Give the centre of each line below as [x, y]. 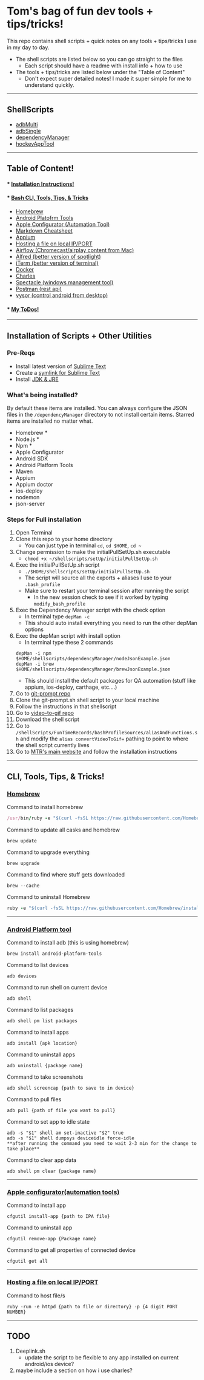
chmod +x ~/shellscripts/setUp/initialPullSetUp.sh [91, 559]
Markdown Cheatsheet [44, 231]
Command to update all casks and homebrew [64, 830]
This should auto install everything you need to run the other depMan [111, 623]
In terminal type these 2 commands [69, 643]
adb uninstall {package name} [45, 1066]
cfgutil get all [27, 1262]
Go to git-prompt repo [43, 694]
